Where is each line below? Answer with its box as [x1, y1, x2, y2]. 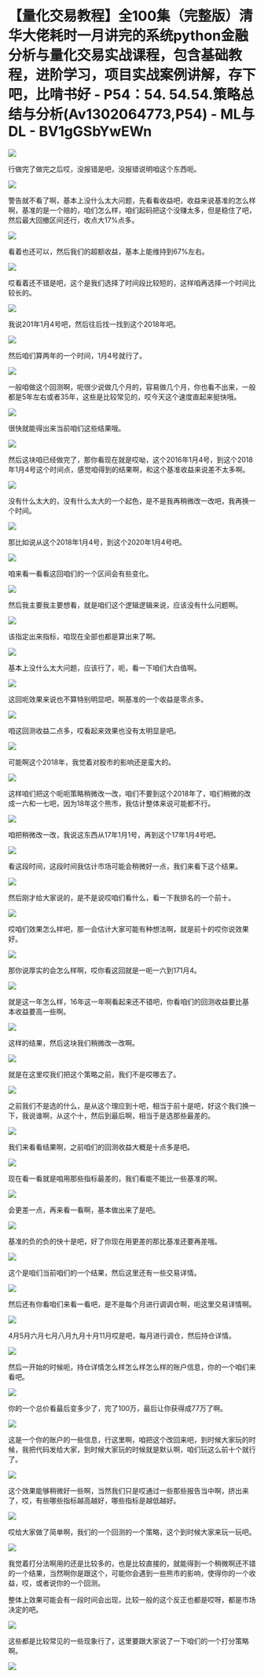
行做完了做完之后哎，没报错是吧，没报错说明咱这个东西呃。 [8, 164, 201, 174]
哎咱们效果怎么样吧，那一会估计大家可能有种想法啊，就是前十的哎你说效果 [8, 924, 249, 933]
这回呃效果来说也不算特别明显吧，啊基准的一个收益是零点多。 [8, 694, 208, 704]
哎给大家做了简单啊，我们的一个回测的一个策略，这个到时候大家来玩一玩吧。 [8, 1527, 256, 1537]
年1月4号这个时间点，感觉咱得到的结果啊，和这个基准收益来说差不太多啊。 [8, 464, 250, 474]
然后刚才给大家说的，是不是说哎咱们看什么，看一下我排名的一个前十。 [8, 892, 236, 902]
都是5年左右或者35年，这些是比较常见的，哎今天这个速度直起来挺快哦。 [8, 392, 241, 401]
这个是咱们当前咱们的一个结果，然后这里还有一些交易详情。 [8, 1268, 201, 1277]
